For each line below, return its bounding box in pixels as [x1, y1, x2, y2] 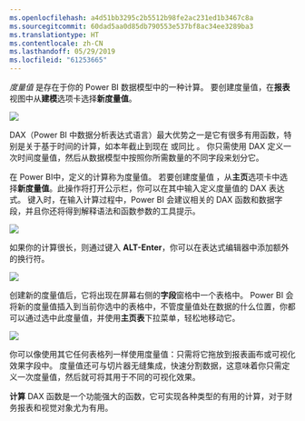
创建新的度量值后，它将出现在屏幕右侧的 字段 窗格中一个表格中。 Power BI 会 [9, 290, 294, 300]
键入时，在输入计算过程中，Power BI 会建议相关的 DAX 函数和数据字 [26, 195, 283, 205]
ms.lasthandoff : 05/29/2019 [9, 47, 116, 56]
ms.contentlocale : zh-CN [9, 38, 103, 48]
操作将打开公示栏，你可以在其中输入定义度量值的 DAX [64, 183, 267, 194]
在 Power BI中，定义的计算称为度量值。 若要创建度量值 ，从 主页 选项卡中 [9, 172, 280, 182]
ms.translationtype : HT [9, 30, 100, 39]
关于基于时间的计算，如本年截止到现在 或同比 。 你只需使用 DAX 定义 [25, 141, 284, 151]
